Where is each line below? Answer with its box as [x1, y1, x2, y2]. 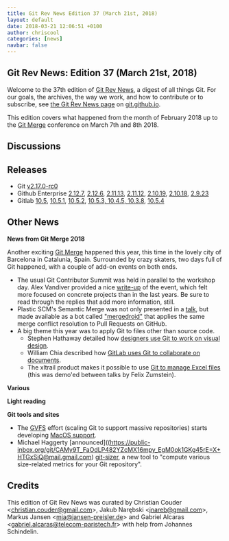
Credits [7, 480, 40, 492]
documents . [27, 356, 62, 364]
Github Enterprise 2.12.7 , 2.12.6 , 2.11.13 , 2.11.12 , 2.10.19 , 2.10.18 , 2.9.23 [16, 189, 209, 197]
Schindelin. [7, 527, 39, 536]
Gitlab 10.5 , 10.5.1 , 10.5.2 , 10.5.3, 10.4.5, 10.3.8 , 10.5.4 [16, 197, 165, 205]
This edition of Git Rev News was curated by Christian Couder [7, 498, 182, 506]
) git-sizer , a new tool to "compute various [91, 453, 210, 461]
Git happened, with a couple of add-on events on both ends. [7, 262, 178, 271]
